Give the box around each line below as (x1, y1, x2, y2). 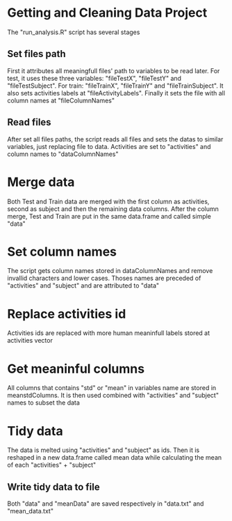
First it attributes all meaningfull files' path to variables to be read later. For (7, 66, 220, 75)
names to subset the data (7, 398, 80, 407)
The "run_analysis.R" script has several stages (7, 28, 140, 36)
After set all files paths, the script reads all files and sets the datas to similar (7, 134, 224, 143)
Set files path (7, 48, 66, 60)
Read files (7, 116, 51, 128)
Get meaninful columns (7, 361, 144, 377)
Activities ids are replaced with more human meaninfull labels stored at (7, 329, 210, 337)
